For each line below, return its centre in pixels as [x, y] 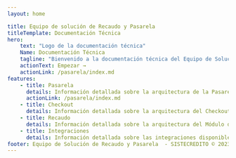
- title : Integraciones [55, 131]
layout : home [26, 14]
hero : [15, 39]
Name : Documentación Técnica [63, 53]
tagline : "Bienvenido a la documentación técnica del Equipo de [116, 59]
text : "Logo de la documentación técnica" [83, 46]
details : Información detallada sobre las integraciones [111, 138]
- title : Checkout [47, 105]
